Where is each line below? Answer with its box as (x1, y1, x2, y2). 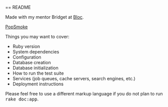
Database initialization (12, 65, 59, 71)
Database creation (12, 60, 51, 65)
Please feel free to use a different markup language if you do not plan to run (5, 91, 163, 96)
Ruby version (12, 43, 40, 49)
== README (5, 5, 31, 10)
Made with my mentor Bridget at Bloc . (5, 14, 84, 20)
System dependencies (12, 49, 60, 55)
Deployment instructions (12, 81, 64, 87)
